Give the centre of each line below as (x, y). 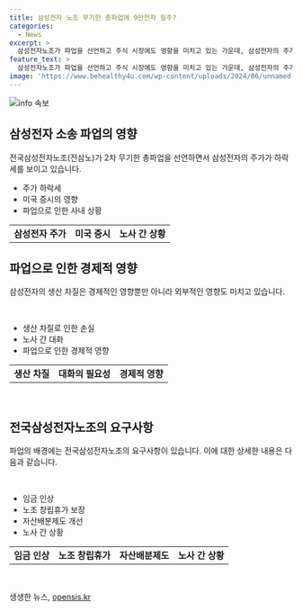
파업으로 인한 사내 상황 (62, 210)
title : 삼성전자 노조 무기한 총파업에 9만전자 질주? (93, 18)
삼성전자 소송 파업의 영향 (73, 135)
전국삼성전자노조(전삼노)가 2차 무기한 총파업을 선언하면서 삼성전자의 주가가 (141, 157)
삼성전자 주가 (40, 233)
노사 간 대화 (43, 339)
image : (22, 76)
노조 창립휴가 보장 (53, 510)
